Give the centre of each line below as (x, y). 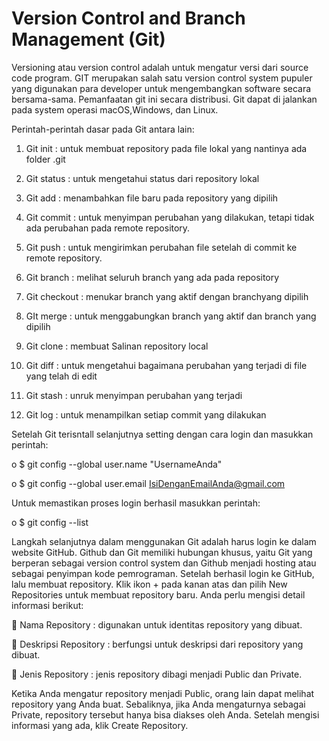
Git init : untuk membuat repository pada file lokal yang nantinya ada (166, 148)
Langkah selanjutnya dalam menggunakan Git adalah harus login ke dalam (164, 541)
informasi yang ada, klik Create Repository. (100, 725)
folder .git (45, 159)
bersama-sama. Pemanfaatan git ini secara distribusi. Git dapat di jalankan (164, 99)
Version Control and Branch (128, 18)
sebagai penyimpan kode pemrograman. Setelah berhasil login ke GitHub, (163, 573)
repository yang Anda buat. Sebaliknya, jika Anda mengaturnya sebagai (158, 704)
